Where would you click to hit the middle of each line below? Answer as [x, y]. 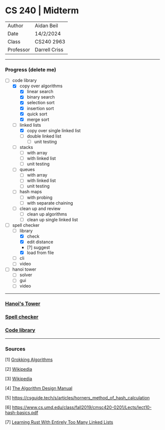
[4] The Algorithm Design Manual [39, 388]
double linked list [44, 136]
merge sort [38, 119]
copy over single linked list [54, 130]
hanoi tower [24, 269]
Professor [19, 49]
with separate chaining [50, 203]
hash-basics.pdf [22, 412]
